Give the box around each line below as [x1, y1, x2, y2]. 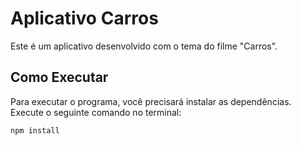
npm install [10, 125, 60, 136]
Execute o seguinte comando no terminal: [10, 106, 182, 118]
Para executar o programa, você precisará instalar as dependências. [10, 95, 292, 107]
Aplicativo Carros [10, 7, 159, 30]
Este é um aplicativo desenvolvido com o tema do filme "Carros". [10, 40, 278, 52]
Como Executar [10, 69, 109, 86]
